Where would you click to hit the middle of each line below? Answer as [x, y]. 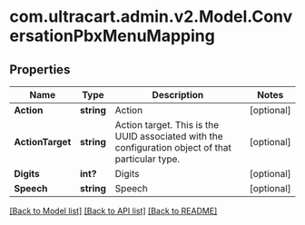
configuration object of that [173, 147]
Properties [40, 69]
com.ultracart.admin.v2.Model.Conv [151, 17]
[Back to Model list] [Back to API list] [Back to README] [113, 211]
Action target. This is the [167, 125]
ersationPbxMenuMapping [112, 36]
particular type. [148, 159]
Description [178, 95]
